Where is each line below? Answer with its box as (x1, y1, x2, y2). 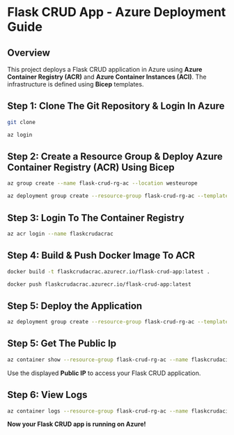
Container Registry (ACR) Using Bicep (7, 161, 175, 173)
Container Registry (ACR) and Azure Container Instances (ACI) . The (7, 72, 207, 81)
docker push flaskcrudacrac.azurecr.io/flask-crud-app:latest (7, 280, 192, 288)
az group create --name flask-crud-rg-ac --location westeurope (7, 180, 198, 187)
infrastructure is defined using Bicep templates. (7, 80, 144, 88)
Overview (7, 47, 51, 59)
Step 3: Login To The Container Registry (7, 212, 185, 224)
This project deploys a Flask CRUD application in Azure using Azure (7, 66, 203, 73)
